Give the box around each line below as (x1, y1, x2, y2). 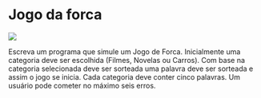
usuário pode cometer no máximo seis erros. (8, 80, 156, 90)
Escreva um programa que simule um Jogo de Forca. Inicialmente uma (8, 46, 241, 57)
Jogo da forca (8, 6, 102, 24)
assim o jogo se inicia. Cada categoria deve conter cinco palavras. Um (8, 72, 240, 81)
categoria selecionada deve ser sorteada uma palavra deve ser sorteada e (8, 64, 254, 73)
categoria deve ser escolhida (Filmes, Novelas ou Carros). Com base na (8, 55, 246, 65)
